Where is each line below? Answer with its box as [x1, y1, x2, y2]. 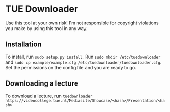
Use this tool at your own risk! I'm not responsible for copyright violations [5, 20, 159, 26]
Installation [5, 40, 42, 49]
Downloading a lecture [5, 79, 78, 88]
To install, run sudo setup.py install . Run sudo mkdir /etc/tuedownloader [5, 53, 161, 60]
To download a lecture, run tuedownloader [5, 93, 93, 99]
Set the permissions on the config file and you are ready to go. [5, 64, 136, 70]
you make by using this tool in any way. [5, 25, 88, 31]
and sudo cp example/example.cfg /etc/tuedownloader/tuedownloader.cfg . [5, 59, 162, 65]
